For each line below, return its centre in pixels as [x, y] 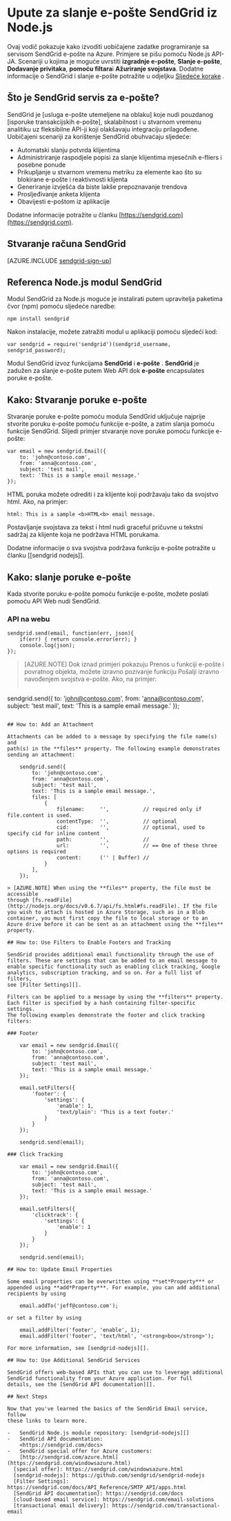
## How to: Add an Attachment [51, 725]
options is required [37, 852]
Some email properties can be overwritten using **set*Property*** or [111, 1282]
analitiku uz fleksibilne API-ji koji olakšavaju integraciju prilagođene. [103, 129]
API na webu [29, 619]
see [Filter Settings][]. [44, 985]
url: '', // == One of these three [137, 846]
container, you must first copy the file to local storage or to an [108, 918]
